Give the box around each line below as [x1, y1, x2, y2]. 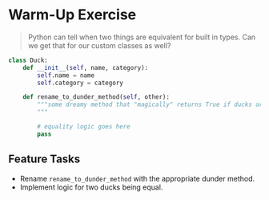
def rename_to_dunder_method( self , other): [22, 93, 171, 101]
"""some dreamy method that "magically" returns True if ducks [37, 100, 252, 109]
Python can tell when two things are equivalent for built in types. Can [27, 32, 256, 42]
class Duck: [8, 56, 48, 64]
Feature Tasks [8, 153, 81, 166]
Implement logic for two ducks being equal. [19, 182, 163, 192]
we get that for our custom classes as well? [27, 40, 171, 50]
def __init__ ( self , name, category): [22, 63, 149, 71]
